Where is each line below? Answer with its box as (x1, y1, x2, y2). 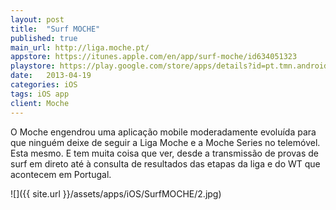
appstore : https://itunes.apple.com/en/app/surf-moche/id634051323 (10, 52, 298, 62)
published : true (10, 33, 78, 43)
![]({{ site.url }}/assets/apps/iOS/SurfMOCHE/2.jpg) (10, 187, 222, 200)
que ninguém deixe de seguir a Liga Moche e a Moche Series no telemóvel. (10, 136, 321, 148)
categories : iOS (10, 80, 78, 90)
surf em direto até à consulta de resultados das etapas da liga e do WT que (10, 157, 321, 170)
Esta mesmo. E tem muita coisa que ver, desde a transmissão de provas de (10, 147, 320, 159)
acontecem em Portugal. (10, 168, 112, 180)
